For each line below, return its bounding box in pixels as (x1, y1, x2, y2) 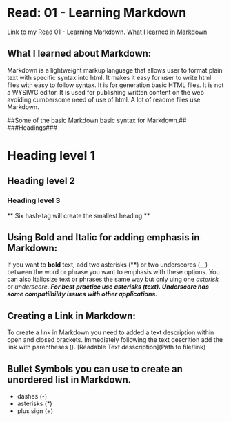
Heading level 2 (7, 175, 76, 187)
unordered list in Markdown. (7, 374, 132, 385)
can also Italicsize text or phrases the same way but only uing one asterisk (7, 275, 219, 284)
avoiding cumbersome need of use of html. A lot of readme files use (7, 95, 201, 104)
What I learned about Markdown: (7, 48, 152, 59)
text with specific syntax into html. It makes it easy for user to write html (7, 73, 212, 81)
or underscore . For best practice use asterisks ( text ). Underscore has (7, 282, 209, 291)
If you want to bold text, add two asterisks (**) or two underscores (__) (7, 260, 208, 269)
